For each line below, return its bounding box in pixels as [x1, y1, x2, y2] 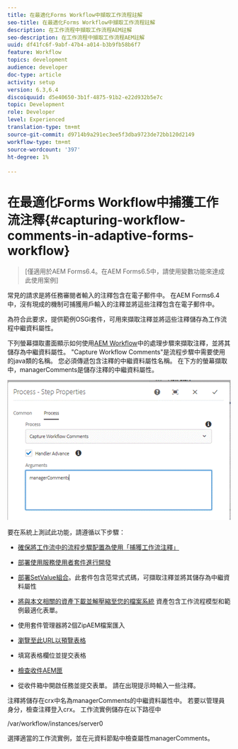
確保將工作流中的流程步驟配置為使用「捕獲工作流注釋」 [17, 543, 179, 552]
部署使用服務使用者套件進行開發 [17, 558, 111, 567]
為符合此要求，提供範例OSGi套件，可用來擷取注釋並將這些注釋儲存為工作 [7, 315, 221, 324]
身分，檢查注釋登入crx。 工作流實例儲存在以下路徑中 [7, 705, 161, 714]
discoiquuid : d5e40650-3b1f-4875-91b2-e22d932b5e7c [7, 94, 163, 101]
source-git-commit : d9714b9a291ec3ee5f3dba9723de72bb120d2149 [7, 131, 195, 138]
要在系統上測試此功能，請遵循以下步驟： [7, 528, 125, 536]
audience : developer [7, 64, 69, 71]
